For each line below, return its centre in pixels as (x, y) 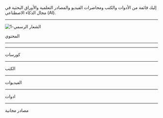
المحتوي (12, 36)
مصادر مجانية (17, 110)
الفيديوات (14, 82)
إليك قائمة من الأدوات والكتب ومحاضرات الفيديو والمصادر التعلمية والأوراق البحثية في (81, 8)
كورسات (13, 54)
